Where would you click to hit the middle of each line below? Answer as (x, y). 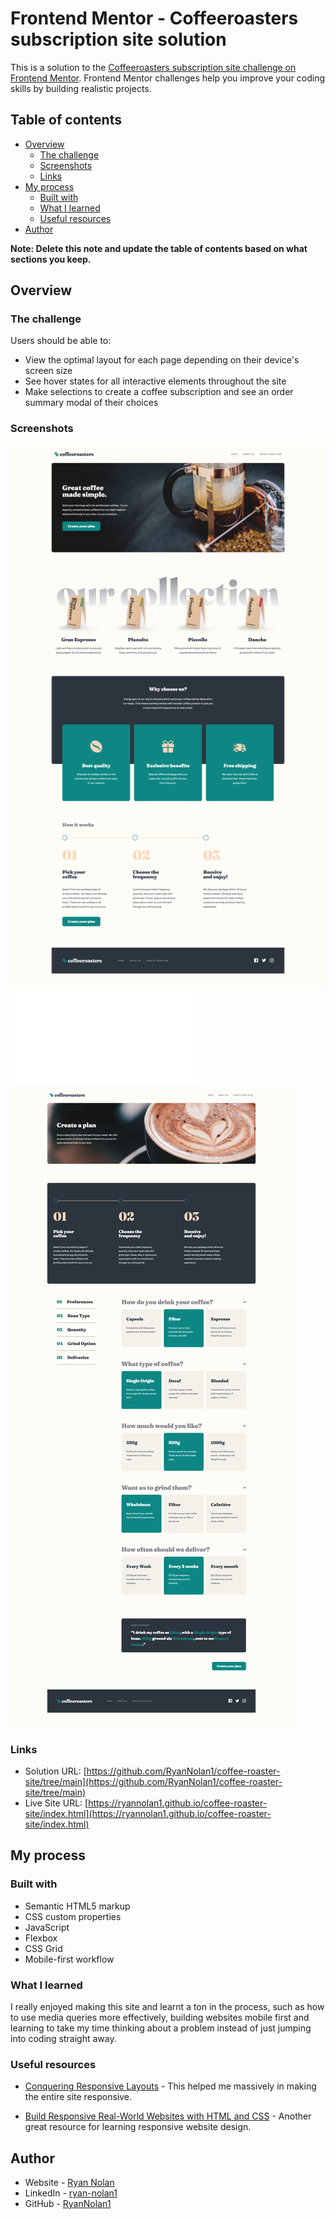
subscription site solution (118, 39)
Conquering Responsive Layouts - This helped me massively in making (170, 2086)
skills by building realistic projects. (81, 88)
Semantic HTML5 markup (77, 1906)
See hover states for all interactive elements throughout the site (155, 381)
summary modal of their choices (91, 403)
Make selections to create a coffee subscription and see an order (159, 392)
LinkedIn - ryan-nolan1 (71, 2193)
